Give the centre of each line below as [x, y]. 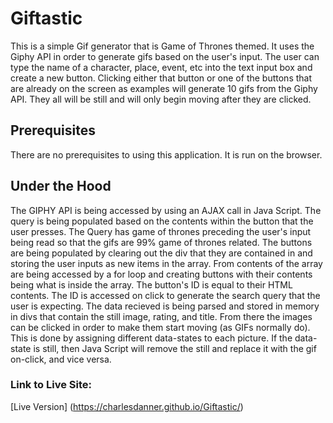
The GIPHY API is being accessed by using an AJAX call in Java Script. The [166, 210]
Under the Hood [61, 186]
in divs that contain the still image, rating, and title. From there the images [161, 316]
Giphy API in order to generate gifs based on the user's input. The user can [165, 56]
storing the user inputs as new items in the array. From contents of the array [166, 263]
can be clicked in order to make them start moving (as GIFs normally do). [160, 327]
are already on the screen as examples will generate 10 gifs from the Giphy [164, 88]
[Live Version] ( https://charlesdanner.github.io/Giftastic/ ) [127, 406]
